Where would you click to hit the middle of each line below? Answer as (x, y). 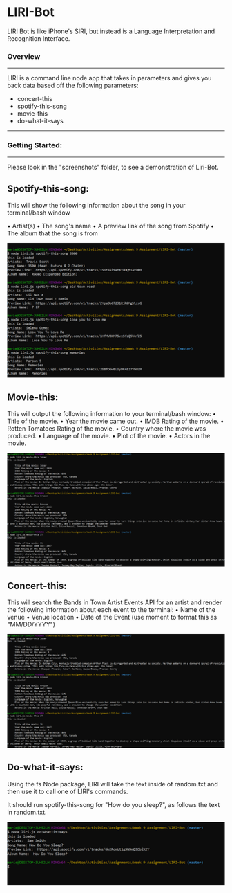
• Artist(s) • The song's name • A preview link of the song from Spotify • (111, 226)
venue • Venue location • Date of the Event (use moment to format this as (112, 617)
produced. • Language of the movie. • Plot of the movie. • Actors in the (109, 436)
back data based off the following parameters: (73, 85)
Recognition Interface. (39, 38)
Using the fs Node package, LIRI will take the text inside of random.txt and (113, 784)
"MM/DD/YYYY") (31, 624)
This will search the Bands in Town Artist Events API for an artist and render (115, 602)
